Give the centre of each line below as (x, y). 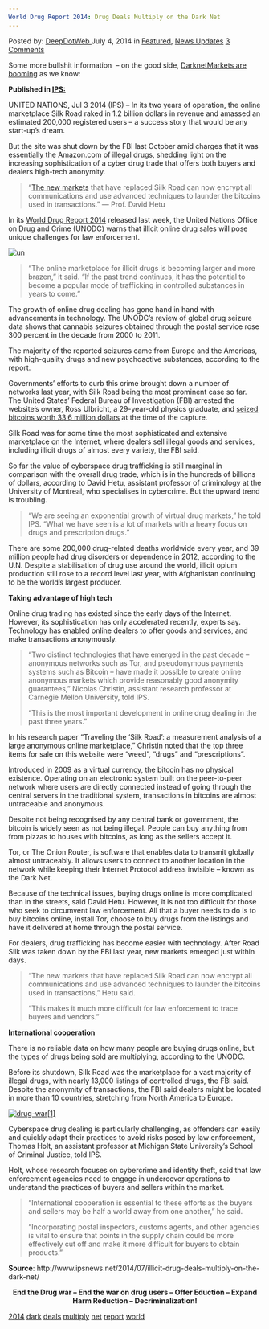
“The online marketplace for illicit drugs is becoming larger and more (141, 268)
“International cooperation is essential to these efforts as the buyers (140, 1203)
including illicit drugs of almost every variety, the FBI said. (104, 449)
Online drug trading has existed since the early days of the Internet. (120, 613)
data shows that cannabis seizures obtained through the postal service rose (134, 326)
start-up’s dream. (37, 130)
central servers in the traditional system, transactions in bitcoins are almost (132, 795)
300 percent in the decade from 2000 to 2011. (84, 334)
